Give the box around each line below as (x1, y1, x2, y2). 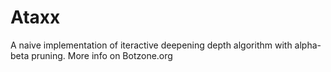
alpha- (294, 39, 322, 51)
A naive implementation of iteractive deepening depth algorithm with (10, 39, 293, 51)
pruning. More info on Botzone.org (31, 49, 173, 61)
